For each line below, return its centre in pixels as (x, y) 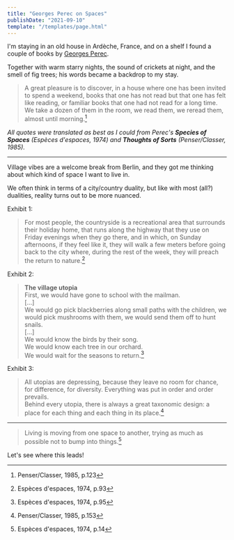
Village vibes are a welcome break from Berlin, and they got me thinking (110, 167)
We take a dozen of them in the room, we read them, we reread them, (124, 110)
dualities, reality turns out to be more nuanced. (74, 196)
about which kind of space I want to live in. (69, 175)
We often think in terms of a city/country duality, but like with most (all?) (110, 188)
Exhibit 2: (21, 274)
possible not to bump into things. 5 (73, 441)
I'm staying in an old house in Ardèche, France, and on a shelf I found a (109, 47)
